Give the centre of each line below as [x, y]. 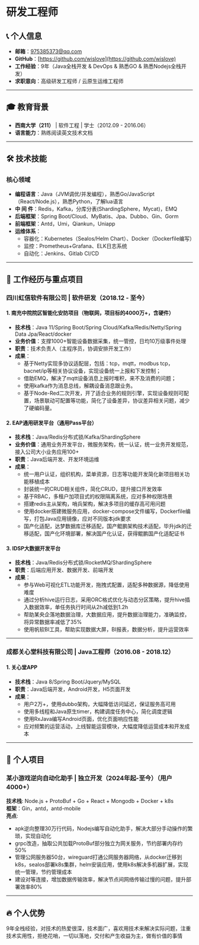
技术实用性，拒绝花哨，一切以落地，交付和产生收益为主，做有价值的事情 [94, 936]
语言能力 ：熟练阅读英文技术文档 [54, 133]
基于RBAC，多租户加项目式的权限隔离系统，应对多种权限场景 [98, 496]
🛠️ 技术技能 [27, 159]
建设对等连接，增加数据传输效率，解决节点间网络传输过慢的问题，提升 [100, 880]
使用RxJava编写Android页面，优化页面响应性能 [81, 719]
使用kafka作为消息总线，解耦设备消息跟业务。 [80, 386]
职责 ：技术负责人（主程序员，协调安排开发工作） [74, 349]
